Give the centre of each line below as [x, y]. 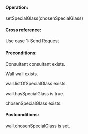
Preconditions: [21, 53]
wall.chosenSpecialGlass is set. [38, 126]
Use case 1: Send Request [32, 41]
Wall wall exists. [22, 74]
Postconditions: [22, 115]
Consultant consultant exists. [35, 64]
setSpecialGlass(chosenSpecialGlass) [45, 18]
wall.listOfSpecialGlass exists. [36, 83]
